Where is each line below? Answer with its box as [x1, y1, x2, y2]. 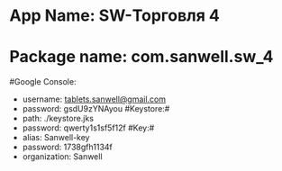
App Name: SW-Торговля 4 [9, 5, 221, 26]
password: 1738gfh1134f [22, 141, 113, 153]
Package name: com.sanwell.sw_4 [9, 47, 274, 67]
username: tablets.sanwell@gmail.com [22, 94, 167, 104]
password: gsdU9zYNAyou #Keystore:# [22, 103, 170, 114]
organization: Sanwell [22, 151, 103, 162]
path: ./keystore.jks [22, 113, 95, 124]
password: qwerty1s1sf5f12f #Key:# [22, 122, 155, 133]
